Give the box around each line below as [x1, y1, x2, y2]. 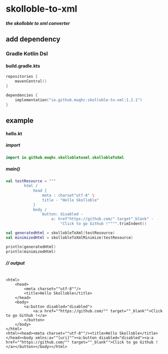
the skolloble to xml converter [6, 20, 70, 26]
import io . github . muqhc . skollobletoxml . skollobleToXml [6, 155, 124, 160]
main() [6, 166, 20, 172]
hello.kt [6, 130, 22, 136]
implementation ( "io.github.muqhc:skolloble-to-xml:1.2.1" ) [15, 97, 143, 102]
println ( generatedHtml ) [6, 244, 56, 249]
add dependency [6, 35, 60, 44]
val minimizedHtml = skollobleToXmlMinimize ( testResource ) [6, 235, 133, 240]
